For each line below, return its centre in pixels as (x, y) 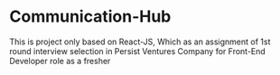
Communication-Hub (90, 17)
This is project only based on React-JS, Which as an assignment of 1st (140, 42)
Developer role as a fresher (60, 61)
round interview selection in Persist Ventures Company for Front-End (138, 51)
